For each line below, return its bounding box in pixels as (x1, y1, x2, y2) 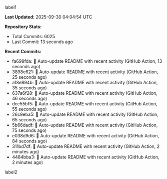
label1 (4, 5, 17, 10)
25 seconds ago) (11, 74, 47, 80)
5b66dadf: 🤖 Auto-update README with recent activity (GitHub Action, (11, 122, 158, 128)
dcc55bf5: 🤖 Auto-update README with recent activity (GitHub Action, (11, 101, 157, 107)
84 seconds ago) (11, 138, 47, 144)
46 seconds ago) (11, 95, 47, 101)
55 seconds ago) (11, 106, 47, 112)
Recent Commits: (4, 49, 41, 54)
